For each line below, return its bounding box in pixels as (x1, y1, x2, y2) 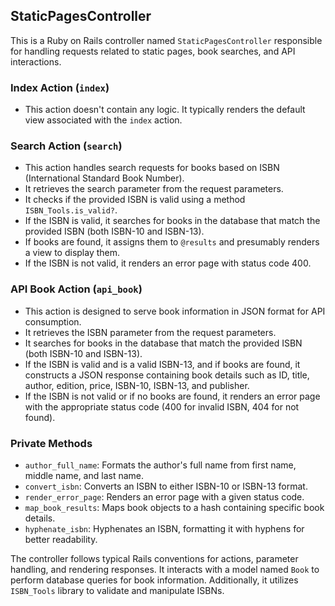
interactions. (10, 55, 62, 68)
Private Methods (10, 436, 93, 450)
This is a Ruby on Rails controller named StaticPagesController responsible (10, 34, 323, 46)
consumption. (24, 315, 82, 328)
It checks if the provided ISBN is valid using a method (24, 194, 246, 206)
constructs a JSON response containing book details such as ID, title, (24, 369, 310, 381)
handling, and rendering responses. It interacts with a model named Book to (10, 564, 320, 575)
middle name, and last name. (24, 470, 145, 481)
